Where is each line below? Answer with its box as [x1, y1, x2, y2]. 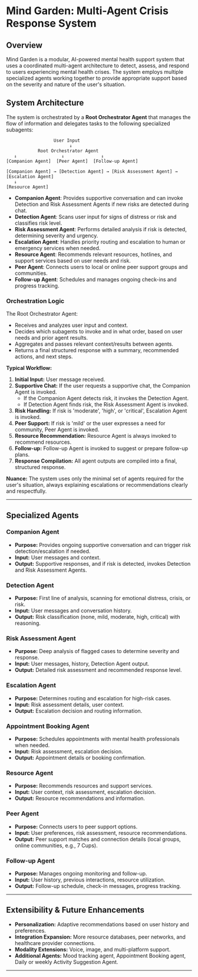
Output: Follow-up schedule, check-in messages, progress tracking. [14, 882, 181, 889]
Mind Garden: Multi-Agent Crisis [6, 4, 169, 18]
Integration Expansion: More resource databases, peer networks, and [14, 933, 186, 940]
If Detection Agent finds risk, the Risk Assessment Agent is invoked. [23, 401, 189, 408]
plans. [14, 451, 30, 458]
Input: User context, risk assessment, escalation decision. [14, 789, 156, 796]
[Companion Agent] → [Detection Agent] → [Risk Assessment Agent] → [6, 168, 178, 175]
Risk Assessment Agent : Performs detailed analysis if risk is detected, [14, 225, 187, 232]
